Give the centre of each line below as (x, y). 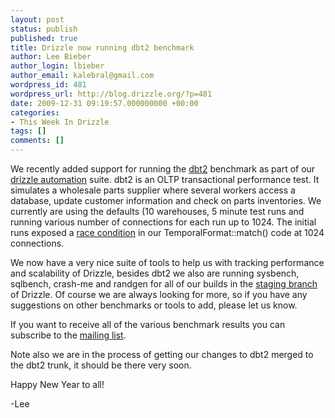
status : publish (44, 29)
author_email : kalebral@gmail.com (82, 76)
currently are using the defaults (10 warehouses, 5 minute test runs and (157, 211)
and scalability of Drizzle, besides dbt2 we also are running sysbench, (155, 273)
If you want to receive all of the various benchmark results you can (148, 324)
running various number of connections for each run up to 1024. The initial (163, 222)
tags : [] (28, 131)
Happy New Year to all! (57, 384)
